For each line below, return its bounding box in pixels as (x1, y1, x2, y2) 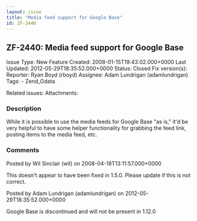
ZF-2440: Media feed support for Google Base (6, 42, 184, 53)
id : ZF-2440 (6, 20, 36, 26)
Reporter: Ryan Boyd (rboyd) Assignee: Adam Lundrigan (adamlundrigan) (6, 71, 189, 78)
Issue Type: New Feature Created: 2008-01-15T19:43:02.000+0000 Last (6, 59, 187, 66)
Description (6, 104, 42, 113)
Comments (6, 146, 39, 155)
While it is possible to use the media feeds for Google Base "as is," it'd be (6, 118, 189, 126)
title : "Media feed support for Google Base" (6, 14, 122, 21)
